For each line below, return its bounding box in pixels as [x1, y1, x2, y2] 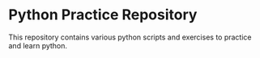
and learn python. [8, 40, 67, 50]
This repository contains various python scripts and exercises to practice [8, 32, 252, 42]
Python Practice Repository [8, 6, 198, 24]
